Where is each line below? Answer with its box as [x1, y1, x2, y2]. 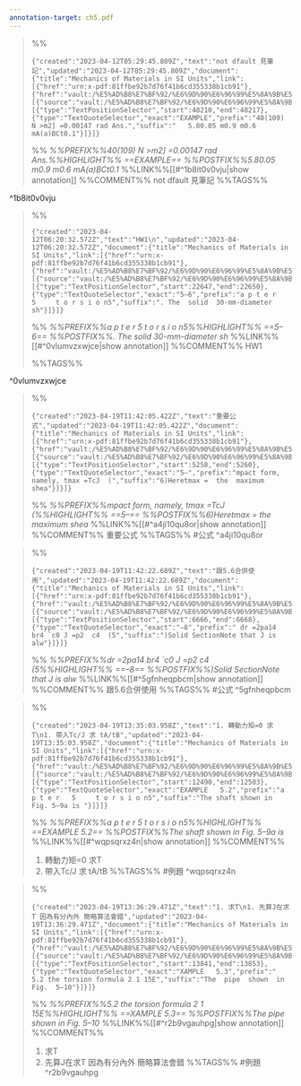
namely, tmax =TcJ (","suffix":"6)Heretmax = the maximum [30, 476, 265, 485]
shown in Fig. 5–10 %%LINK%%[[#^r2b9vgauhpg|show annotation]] [30, 1017, 285, 1028]
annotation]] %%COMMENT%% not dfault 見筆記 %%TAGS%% [30, 174, 269, 185]
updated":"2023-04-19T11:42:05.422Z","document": [50, 421, 239, 430]
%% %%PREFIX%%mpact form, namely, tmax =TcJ [30, 500, 226, 510]
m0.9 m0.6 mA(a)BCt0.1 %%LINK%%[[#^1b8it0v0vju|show [30, 163, 249, 175]
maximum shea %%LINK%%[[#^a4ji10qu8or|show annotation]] [30, 518, 267, 529]
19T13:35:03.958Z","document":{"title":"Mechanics [30, 738, 225, 747]
